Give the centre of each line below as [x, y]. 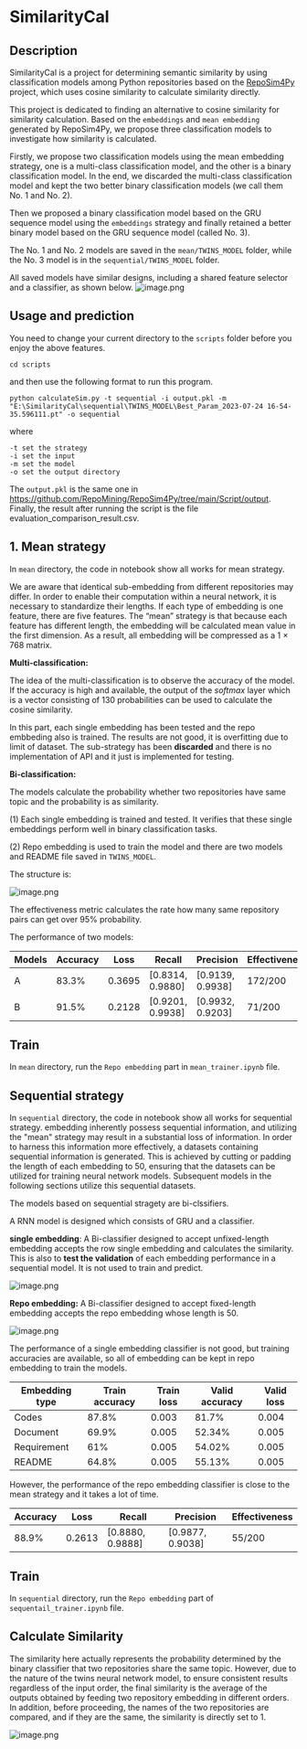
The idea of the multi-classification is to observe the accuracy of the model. [152, 680]
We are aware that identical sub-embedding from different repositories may [152, 586]
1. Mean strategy [58, 547]
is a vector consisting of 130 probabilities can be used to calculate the [141, 699]
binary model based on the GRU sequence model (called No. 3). [130, 232]
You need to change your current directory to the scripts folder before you [151, 338]
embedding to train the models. [69, 1368]
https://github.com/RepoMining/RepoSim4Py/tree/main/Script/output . [140, 498]
